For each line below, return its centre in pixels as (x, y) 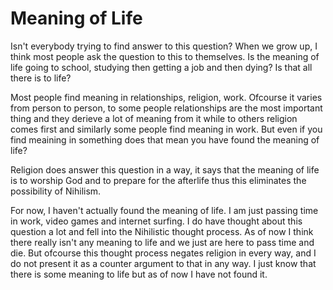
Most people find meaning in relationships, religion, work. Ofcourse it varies (166, 97)
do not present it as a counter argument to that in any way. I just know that (163, 263)
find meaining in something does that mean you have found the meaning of (165, 139)
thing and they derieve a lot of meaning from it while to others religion (154, 118)
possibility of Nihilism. (56, 191)
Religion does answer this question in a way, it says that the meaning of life (165, 169)
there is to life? (41, 78)
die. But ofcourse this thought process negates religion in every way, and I (163, 253)
